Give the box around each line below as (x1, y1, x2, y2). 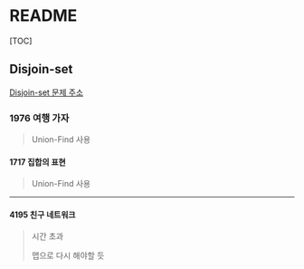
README (9, 5, 78, 26)
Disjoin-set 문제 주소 (9, 87, 84, 98)
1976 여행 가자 (9, 111, 70, 124)
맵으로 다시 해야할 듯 (31, 250, 105, 261)
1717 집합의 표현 (9, 156, 66, 168)
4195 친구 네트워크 (9, 209, 76, 220)
